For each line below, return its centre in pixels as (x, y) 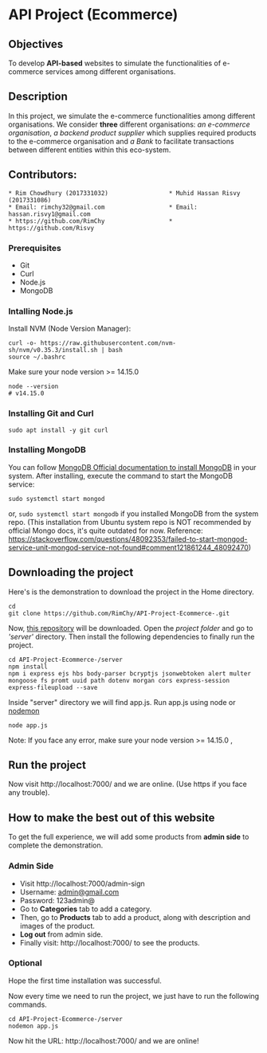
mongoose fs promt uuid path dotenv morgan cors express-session (119, 680)
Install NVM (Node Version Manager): (70, 329)
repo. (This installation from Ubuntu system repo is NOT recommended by (130, 522)
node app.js (28, 725)
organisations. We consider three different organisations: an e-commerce (129, 124)
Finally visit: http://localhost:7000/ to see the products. (110, 942)
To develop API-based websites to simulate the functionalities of (115, 63)
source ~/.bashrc (37, 357)
